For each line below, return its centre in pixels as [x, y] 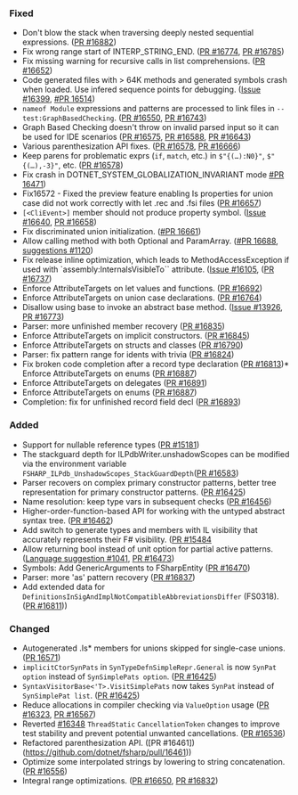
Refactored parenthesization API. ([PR [92, 742]
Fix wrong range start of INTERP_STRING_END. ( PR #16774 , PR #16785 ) [153, 52]
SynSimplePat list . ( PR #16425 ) [81, 695]
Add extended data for [63, 586]
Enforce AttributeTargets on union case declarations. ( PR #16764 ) [142, 298]
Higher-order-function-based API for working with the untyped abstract [153, 511]
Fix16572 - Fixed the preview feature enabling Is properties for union [148, 193]
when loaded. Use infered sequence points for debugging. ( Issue [141, 90]
